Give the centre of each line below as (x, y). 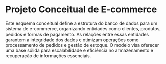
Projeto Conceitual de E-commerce (81, 9)
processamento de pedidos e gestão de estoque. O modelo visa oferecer (82, 45)
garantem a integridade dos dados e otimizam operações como (72, 40)
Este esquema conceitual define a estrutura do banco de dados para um (81, 23)
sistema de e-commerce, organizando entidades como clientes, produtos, (83, 28)
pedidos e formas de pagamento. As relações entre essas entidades (77, 34)
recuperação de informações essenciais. (48, 56)
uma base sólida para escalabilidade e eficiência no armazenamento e (79, 50)
